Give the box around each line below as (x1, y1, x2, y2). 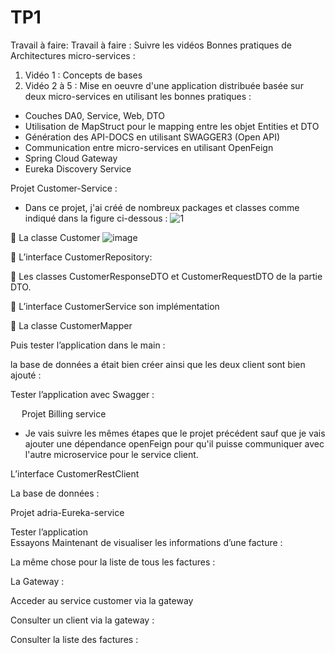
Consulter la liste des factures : (10, 633, 139, 645)
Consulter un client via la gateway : (10, 614, 155, 626)
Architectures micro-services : (10, 49, 136, 61)
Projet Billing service (21, 407, 107, 420)
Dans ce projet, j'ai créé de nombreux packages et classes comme (24, 201, 300, 213)
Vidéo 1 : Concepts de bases (24, 69, 143, 81)
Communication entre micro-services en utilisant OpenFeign (24, 141, 274, 153)
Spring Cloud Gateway (24, 152, 118, 164)
